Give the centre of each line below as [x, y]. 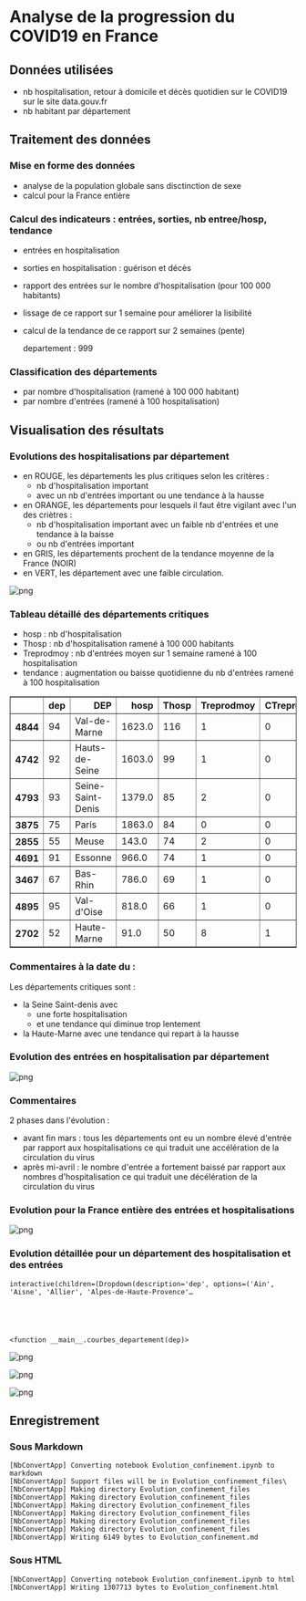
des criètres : [47, 515]
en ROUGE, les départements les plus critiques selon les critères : [146, 475]
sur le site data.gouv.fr [65, 101]
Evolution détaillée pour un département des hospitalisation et [150, 1253]
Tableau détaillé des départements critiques [109, 614]
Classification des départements [83, 371]
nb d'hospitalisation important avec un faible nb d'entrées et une [158, 524]
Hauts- [91, 748]
